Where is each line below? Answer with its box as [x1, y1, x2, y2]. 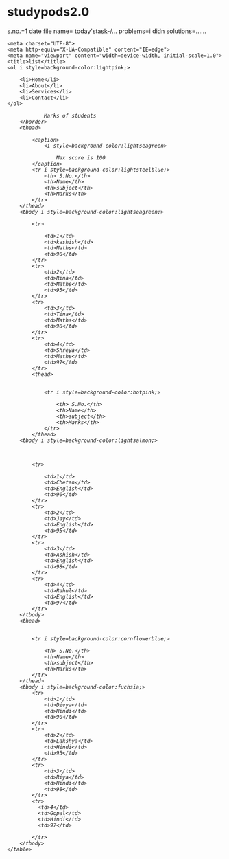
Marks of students [43, 112, 97, 119]
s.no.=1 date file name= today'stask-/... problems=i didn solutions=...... [7, 27, 207, 35]
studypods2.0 [7, 4, 90, 20]
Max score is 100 [56, 154, 106, 161]
